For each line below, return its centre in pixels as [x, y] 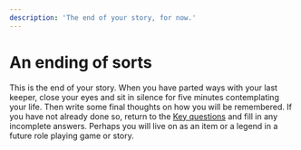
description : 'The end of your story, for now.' [103, 18]
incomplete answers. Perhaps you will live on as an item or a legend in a [144, 126]
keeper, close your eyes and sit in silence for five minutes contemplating [144, 97]
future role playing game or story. [72, 136]
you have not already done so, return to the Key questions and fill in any [144, 116]
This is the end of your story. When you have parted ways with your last [144, 88]
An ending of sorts [81, 62]
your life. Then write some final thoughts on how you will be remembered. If [151, 107]
